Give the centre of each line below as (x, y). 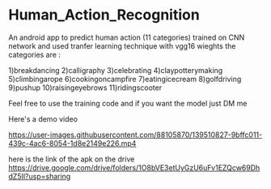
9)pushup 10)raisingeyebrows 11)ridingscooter (85, 88)
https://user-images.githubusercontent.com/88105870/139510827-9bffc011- (135, 135)
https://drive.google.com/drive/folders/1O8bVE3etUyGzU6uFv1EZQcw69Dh (134, 167)
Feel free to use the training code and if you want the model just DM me (128, 103)
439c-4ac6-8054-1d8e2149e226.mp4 (72, 143)
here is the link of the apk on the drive (72, 159)
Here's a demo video (43, 118)
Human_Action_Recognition (104, 15)
